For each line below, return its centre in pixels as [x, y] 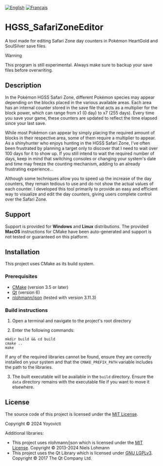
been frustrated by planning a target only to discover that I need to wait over [81, 148]
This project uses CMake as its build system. [50, 264]
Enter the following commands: [43, 330]
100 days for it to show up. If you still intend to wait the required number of [80, 153]
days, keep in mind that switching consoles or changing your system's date [81, 158]
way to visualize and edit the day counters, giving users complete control [78, 194]
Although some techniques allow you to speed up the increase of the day [78, 178]
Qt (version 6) [26, 292]
